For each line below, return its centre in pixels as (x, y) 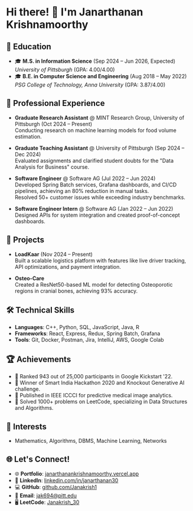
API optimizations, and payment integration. (68, 266)
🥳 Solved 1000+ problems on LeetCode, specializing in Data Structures (101, 401)
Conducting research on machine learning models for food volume (96, 130)
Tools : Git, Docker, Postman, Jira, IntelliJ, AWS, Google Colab (89, 340)
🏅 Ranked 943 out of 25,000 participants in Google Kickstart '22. (94, 377)
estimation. (28, 136)
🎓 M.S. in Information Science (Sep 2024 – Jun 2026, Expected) (95, 61)
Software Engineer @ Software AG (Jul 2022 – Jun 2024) (85, 178)
